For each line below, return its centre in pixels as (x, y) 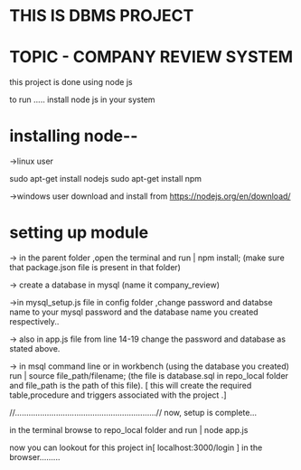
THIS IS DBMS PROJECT (102, 16)
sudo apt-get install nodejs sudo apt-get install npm (105, 179)
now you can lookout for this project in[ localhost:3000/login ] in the (136, 447)
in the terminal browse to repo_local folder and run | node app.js (129, 430)
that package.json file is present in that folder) (95, 267)
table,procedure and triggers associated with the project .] (118, 395)
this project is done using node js (71, 82)
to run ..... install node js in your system (82, 99)
